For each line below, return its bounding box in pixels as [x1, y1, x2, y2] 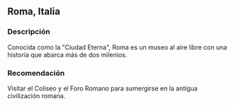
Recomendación [7, 68, 65, 78]
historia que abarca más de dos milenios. [7, 50, 128, 59]
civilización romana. [7, 91, 66, 100]
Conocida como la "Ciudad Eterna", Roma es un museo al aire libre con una [7, 42, 228, 52]
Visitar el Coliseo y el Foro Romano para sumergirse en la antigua [7, 84, 198, 93]
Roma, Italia [7, 6, 60, 18]
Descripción [7, 27, 51, 37]
